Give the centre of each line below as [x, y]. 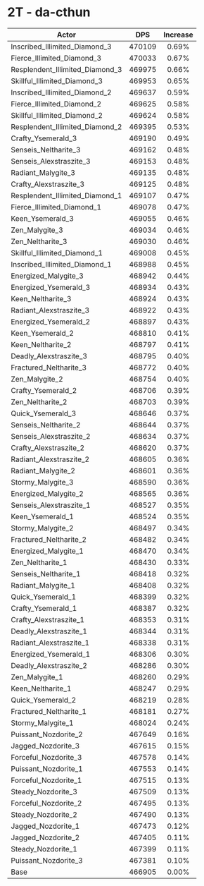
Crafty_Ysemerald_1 [44, 608]
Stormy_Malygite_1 [42, 722]
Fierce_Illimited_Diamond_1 [56, 207]
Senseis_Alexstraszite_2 [51, 436]
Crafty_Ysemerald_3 [44, 138]
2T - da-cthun [49, 12]
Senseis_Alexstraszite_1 [51, 505]
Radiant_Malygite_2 [43, 471]
